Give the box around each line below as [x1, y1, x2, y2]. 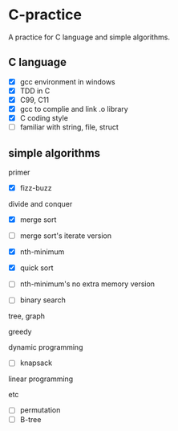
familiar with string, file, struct [19, 122, 119, 132]
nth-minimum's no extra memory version [19, 279, 155, 289]
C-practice [8, 6, 83, 24]
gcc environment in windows [19, 76, 115, 86]
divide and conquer [8, 199, 73, 208]
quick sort [19, 263, 54, 273]
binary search [19, 295, 67, 305]
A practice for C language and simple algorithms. [8, 32, 171, 42]
